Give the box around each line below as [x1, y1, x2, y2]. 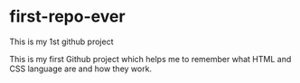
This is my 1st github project [9, 36, 114, 47]
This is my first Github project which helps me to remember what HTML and [9, 53, 292, 64]
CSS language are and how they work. [9, 63, 152, 74]
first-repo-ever [9, 6, 126, 27]
